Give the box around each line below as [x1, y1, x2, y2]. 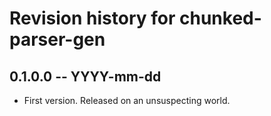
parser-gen [9, 28, 106, 51]
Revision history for [9, 7, 176, 30]
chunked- [179, 7, 262, 30]
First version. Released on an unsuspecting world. [23, 95, 231, 106]
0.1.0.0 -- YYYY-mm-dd [9, 68, 162, 85]
